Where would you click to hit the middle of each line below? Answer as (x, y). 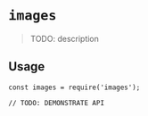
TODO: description (65, 38)
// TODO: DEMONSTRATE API (56, 103)
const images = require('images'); (74, 87)
